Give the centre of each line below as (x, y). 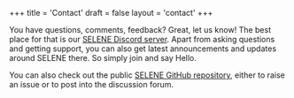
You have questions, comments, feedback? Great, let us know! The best (140, 30)
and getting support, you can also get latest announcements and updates (143, 49)
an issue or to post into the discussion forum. (92, 84)
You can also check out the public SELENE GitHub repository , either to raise (147, 75)
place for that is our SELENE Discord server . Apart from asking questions (142, 39)
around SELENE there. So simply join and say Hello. (103, 58)
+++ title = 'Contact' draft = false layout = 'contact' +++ (111, 13)
